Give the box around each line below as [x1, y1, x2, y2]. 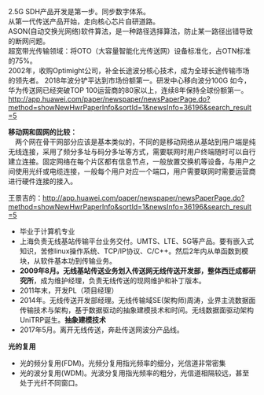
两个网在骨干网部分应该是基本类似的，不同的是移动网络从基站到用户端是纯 [15, 137, 256, 146]
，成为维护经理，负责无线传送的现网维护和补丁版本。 [33, 276, 206, 285]
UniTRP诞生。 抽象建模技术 [19, 316, 106, 324]
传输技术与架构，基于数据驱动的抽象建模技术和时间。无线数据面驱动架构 [19, 305, 254, 315]
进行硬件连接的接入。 [8, 176, 77, 186]
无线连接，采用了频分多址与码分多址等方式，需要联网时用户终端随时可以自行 [8, 147, 256, 156]
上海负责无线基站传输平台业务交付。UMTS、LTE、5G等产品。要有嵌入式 [19, 237, 254, 245]
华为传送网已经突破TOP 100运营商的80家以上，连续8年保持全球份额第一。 [8, 86, 248, 94]
